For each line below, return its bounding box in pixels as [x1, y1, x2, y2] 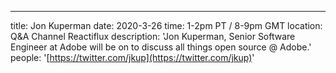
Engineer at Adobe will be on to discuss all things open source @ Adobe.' [10, 41, 312, 53]
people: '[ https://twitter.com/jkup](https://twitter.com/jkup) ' [10, 52, 255, 63]
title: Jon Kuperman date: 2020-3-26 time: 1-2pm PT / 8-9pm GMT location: [10, 20, 323, 31]
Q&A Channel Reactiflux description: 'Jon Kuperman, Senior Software [10, 31, 296, 42]
